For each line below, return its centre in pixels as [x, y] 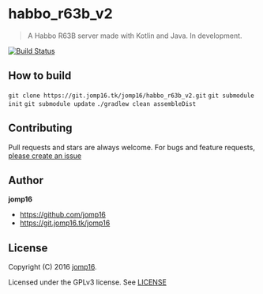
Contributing [40, 128]
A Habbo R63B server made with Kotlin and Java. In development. [135, 36]
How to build [40, 76]
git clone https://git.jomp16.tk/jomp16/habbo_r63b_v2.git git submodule [131, 96]
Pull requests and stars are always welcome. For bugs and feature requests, [131, 147]
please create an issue [45, 156]
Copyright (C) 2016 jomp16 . [53, 267]
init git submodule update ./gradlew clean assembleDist [102, 104]
